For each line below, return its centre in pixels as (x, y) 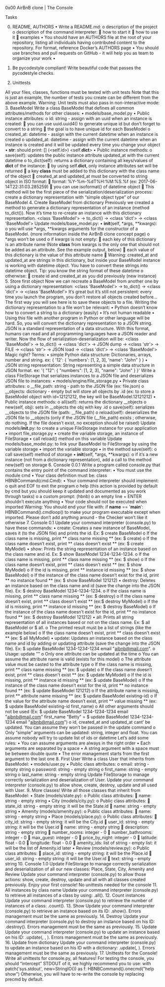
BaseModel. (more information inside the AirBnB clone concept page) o (78, 234)
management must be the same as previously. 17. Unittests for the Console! (81, 953)
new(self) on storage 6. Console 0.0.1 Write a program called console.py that (83, 465)
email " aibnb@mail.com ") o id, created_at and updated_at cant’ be (83, 722)
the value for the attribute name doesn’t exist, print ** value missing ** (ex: (81, 701)
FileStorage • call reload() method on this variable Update (64, 439)
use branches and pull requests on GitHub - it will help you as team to (83, 53)
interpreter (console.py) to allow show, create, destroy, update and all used (81, 785)
